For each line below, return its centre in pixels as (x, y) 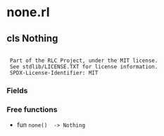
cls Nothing (32, 38)
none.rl (28, 12)
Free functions (32, 109)
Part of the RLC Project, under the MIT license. (84, 61)
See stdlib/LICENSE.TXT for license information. (84, 67)
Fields (17, 90)
